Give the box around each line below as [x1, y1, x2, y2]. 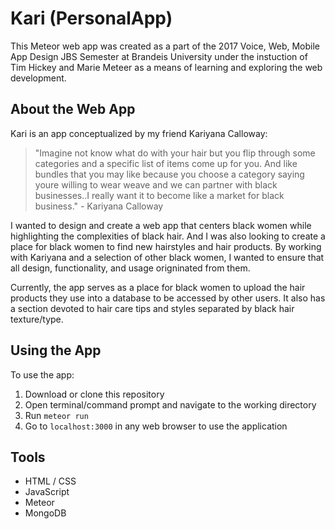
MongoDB [24, 507, 67, 519]
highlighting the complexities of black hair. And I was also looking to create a [10, 230, 326, 242]
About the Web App [10, 101, 136, 118]
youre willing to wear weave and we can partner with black [34, 178, 278, 191]
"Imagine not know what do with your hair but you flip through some [34, 147, 316, 159]
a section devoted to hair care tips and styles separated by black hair [10, 302, 295, 314]
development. [10, 72, 67, 84]
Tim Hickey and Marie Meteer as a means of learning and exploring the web [10, 61, 323, 73]
